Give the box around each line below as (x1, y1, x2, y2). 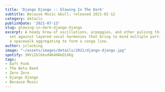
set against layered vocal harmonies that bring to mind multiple (9, 35, 148, 39)
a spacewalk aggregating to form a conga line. (9, 39, 109, 44)
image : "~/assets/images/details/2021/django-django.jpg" (5, 48, 126, 53)
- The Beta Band (5, 66, 38, 71)
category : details (5, 16, 43, 21)
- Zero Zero (5, 71, 29, 75)
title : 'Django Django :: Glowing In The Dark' (5, 7, 105, 12)
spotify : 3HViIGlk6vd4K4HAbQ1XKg (5, 52, 74, 57)
